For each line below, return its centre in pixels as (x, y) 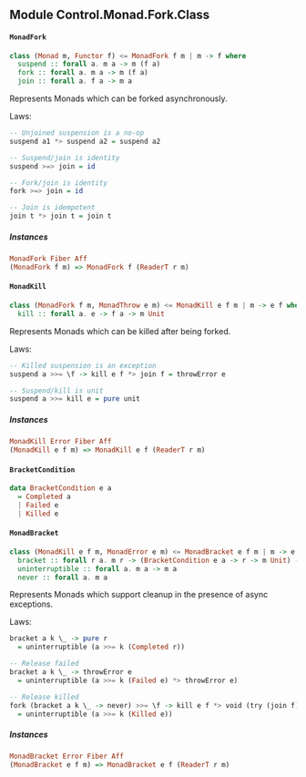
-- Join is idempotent (52, 208)
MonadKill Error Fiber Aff (61, 442)
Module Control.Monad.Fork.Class (110, 15)
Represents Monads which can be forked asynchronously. (118, 98)
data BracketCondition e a (61, 488)
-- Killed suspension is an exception (83, 365)
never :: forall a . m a (62, 578)
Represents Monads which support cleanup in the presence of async (139, 595)
